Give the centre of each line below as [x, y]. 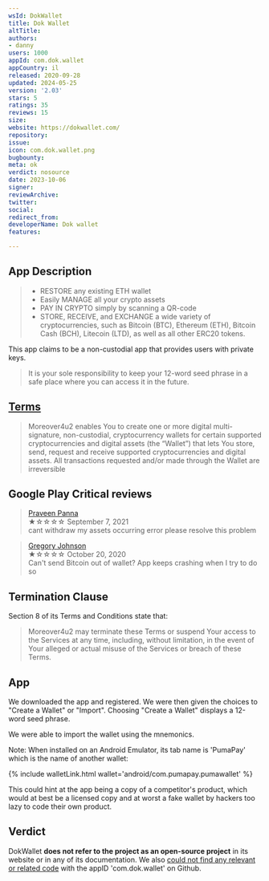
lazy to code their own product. [60, 806]
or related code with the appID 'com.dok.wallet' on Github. [105, 868]
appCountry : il [34, 68]
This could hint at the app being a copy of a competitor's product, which [128, 790]
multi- [223, 426]
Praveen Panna [53, 514]
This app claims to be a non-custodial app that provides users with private [131, 349]
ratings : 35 [28, 105]
